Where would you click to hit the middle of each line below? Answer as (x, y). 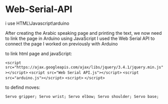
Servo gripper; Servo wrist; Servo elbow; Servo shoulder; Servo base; (82, 96)
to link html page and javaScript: (39, 54)
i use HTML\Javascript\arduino (37, 23)
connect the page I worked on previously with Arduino (62, 43)
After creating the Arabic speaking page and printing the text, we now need (84, 33)
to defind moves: (23, 87)
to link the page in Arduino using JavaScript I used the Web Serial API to (80, 38)
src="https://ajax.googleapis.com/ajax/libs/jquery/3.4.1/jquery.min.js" (85, 67)
